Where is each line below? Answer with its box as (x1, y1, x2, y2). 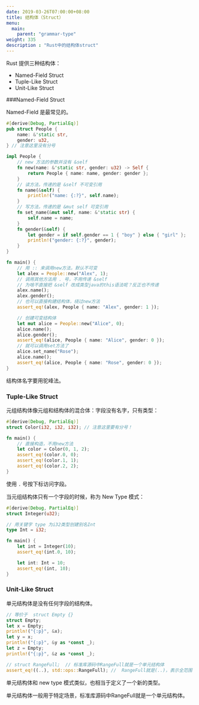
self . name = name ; (28, 215, 74, 221)
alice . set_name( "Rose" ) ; (17, 349, 79, 355)
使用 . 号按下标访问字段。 (6, 480, 70, 487)
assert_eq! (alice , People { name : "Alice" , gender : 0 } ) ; (17, 337, 165, 343)
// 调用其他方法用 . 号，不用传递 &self (17, 276, 108, 282)
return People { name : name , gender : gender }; (28, 170, 149, 176)
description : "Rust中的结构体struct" (6, 43, 99, 49)
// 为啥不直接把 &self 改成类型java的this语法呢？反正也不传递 (17, 282, 159, 288)
